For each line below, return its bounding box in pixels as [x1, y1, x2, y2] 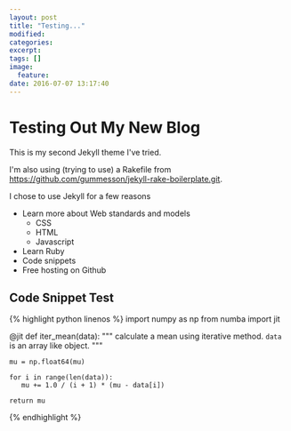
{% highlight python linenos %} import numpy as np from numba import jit [9, 314, 280, 324]
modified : [9, 29, 46, 38]
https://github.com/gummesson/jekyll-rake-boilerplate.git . [9, 173, 222, 184]
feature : [17, 71, 50, 80]
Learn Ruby [21, 245, 65, 256]
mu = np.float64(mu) [9, 357, 86, 367]
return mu [9, 396, 46, 405]
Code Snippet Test [9, 290, 114, 305]
